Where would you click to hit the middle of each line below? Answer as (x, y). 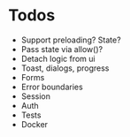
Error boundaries (52, 87)
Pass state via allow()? (62, 49)
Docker (34, 124)
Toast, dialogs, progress (65, 68)
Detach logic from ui (58, 58)
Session (35, 96)
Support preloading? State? (71, 40)
